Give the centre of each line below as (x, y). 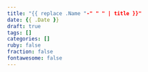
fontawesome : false (35, 58)
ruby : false (24, 45)
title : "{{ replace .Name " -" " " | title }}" (74, 13)
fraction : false (30, 52)
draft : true (24, 26)
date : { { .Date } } (33, 20)
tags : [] (19, 33)
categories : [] (29, 39)
